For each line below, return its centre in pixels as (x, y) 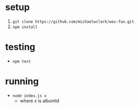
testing (20, 47)
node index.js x (29, 96)
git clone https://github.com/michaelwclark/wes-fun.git (73, 22)
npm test (22, 61)
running (22, 82)
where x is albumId (39, 100)
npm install (25, 27)
